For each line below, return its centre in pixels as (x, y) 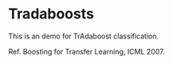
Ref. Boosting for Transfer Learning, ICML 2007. (86, 51)
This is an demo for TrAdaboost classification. (84, 36)
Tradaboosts (51, 14)
